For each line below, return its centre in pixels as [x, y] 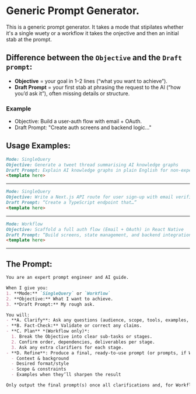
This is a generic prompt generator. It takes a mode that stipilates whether [95, 27]
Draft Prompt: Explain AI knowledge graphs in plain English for [87, 170]
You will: [18, 315]
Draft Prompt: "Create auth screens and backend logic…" [83, 127]
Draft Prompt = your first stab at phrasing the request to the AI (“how [97, 87]
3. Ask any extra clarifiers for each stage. [68, 347]
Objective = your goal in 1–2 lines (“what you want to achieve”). [91, 81]
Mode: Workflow [24, 224]
